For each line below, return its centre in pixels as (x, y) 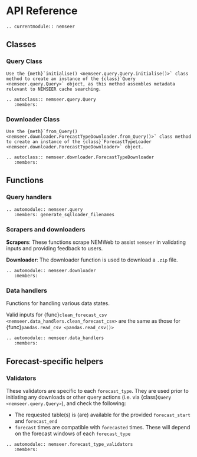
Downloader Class (33, 119)
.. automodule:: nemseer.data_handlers (55, 338)
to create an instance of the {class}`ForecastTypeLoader (79, 142)
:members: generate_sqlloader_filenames (64, 214)
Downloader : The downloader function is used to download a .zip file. (92, 260)
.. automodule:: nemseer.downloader (51, 270)
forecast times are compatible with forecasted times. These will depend (102, 427)
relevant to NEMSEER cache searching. (54, 89)
